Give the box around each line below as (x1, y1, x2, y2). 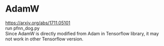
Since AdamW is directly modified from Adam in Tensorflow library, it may (5, 30, 159, 36)
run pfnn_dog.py (5, 25, 40, 31)
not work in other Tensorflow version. (5, 36, 84, 42)
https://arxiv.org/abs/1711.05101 (5, 20, 71, 26)
